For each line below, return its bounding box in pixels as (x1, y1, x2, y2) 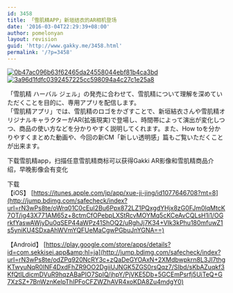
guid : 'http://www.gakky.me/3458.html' (7, 42, 123, 49)
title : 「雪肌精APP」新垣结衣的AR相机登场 (7, 17, 117, 24)
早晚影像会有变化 (19, 165, 68, 174)
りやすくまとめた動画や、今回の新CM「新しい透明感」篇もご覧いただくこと (7, 133, 224, 141)
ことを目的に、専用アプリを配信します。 (25, 98, 141, 106)
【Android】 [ (7, 240, 46, 249)
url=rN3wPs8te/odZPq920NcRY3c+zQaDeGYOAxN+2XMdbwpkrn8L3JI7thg (7, 255, 226, 264)
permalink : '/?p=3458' (7, 49, 73, 56)
